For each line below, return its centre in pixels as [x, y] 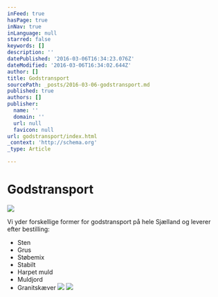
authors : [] [24, 98]
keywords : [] [26, 46]
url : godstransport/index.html [52, 136]
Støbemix [31, 257]
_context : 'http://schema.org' [52, 143]
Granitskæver [37, 287]
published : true [30, 91]
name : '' [26, 110]
